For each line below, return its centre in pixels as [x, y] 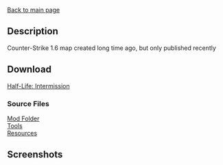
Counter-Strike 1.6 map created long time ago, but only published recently [111, 48]
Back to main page [34, 10]
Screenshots [35, 154]
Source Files [28, 103]
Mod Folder [23, 118]
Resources [22, 133]
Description [33, 31]
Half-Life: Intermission [38, 86]
